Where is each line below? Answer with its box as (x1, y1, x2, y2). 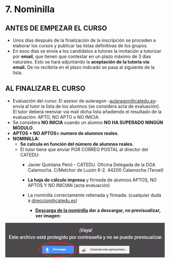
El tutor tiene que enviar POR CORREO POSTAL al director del (20, 146, 148, 152)
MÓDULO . (12, 124, 34, 130)
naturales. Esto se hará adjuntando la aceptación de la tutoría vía (12, 59, 150, 64)
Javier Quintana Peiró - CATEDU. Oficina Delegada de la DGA (27, 161, 156, 168)
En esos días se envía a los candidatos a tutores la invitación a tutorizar (12, 48, 161, 54)
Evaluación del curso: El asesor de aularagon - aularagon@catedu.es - (12, 97, 158, 104)
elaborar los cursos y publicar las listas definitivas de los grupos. (12, 43, 148, 49)
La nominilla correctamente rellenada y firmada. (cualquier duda (27, 192, 161, 198)
